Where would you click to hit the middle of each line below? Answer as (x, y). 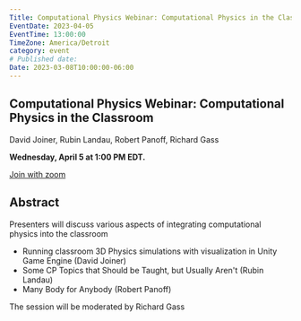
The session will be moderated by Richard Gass (97, 307)
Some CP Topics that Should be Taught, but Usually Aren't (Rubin (143, 270)
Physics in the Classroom (82, 118)
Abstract (34, 203)
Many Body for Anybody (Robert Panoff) (97, 289)
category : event (39, 51)
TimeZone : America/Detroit (60, 43)
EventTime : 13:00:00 (48, 34)
